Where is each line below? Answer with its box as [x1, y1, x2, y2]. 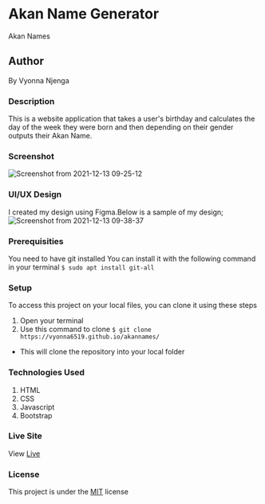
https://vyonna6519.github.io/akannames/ [19, 333, 160, 341]
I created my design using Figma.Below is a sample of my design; [8, 207, 223, 217]
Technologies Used [8, 367, 85, 378]
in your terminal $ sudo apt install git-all [8, 262, 155, 272]
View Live [8, 449, 41, 458]
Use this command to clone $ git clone [19, 325, 152, 334]
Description [8, 95, 55, 106]
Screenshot [8, 150, 54, 162]
